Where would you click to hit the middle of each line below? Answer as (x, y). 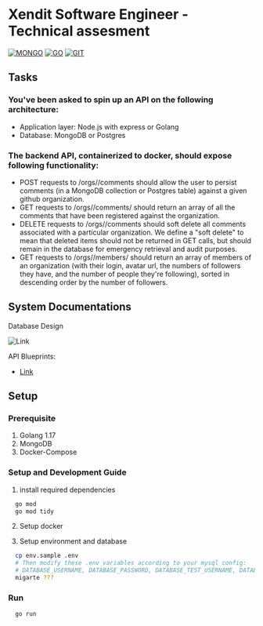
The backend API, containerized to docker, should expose (120, 155)
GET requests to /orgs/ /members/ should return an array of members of (135, 257)
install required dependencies (67, 490)
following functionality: (54, 165)
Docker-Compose (48, 452)
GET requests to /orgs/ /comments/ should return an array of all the (127, 207)
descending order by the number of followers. (94, 282)
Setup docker (41, 526)
